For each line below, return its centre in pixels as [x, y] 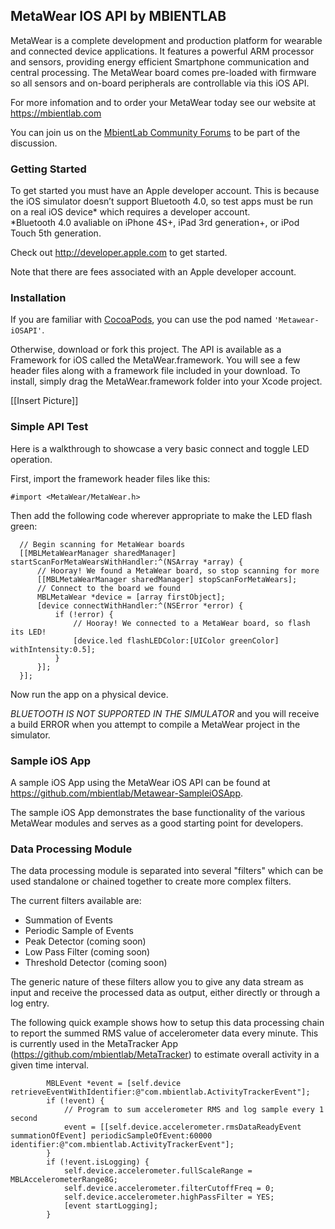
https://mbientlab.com [56, 113]
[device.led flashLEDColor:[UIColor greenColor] [176, 640]
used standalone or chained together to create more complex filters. [151, 881]
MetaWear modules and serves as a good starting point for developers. [157, 823]
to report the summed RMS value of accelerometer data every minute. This [164, 1033]
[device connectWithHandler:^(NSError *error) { [140, 605]
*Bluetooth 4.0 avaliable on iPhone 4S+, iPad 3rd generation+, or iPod [155, 223]
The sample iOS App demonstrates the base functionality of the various [158, 812]
